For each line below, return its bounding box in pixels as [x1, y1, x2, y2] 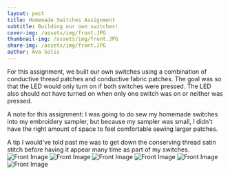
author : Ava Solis [7, 49, 60, 56]
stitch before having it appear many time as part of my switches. [7, 145, 190, 154]
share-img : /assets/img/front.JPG [7, 42, 107, 49]
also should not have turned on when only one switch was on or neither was [7, 89, 224, 97]
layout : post [7, 10, 45, 17]
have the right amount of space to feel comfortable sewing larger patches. [7, 125, 218, 133]
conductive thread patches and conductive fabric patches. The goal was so [7, 74, 222, 83]
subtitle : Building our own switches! [7, 23, 118, 30]
